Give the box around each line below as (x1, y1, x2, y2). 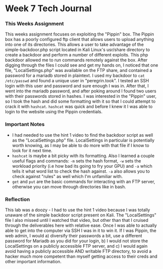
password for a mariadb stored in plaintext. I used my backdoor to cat (5, 72, 145, 78)
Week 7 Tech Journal (5, 3, 92, 14)
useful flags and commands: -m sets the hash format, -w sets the (12, 158, 141, 163)
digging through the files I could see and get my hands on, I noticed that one (5, 62, 158, 68)
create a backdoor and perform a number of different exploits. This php (5, 52, 148, 58)
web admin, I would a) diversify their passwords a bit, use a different (5, 233, 143, 239)
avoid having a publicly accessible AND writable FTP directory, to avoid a (5, 249, 152, 254)
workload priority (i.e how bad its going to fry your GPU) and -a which (12, 163, 152, 169)
